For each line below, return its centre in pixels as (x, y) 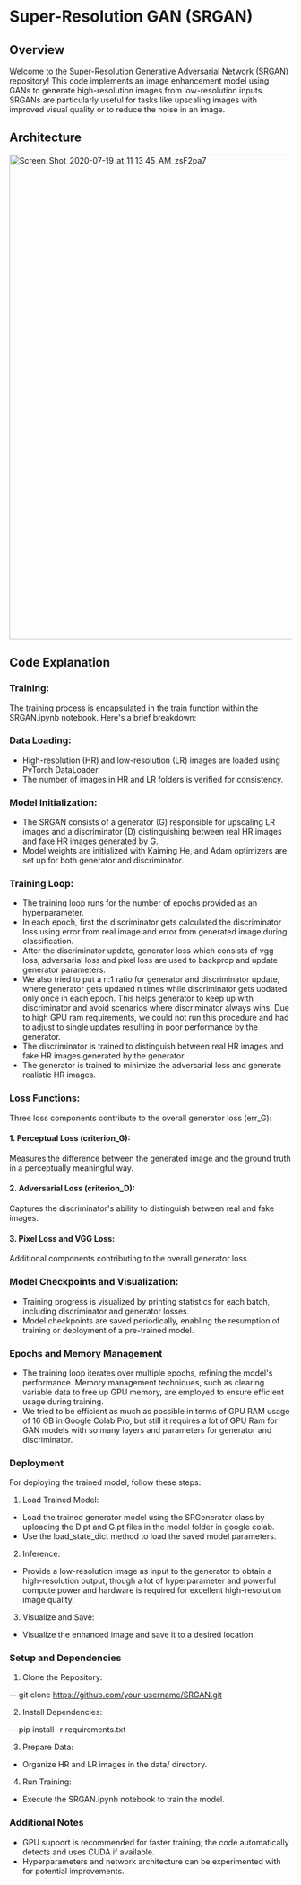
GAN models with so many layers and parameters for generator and (147, 1429)
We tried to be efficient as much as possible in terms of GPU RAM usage (156, 1411)
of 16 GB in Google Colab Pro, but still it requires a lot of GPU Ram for (150, 1420)
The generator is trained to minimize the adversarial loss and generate (152, 1066)
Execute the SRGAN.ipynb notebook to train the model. (124, 1800)
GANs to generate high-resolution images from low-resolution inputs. (137, 90)
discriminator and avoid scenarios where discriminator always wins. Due (155, 1008)
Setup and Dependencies (65, 1658)
